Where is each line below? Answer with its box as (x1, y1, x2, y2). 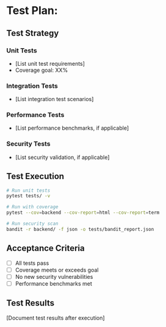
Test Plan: (6, 4, 58, 18)
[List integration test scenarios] (15, 96, 94, 103)
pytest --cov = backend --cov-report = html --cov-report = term (6, 209, 160, 216)
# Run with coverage (6, 204, 59, 210)
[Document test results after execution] (6, 314, 105, 322)
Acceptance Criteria (6, 243, 85, 253)
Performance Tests (6, 111, 65, 119)
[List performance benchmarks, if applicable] (15, 124, 129, 132)
